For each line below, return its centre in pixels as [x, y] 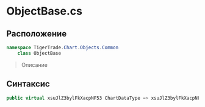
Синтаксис [28, 84]
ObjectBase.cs [44, 11]
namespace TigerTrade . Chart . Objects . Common [63, 47]
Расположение [37, 34]
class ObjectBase [39, 53]
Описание [34, 64]
